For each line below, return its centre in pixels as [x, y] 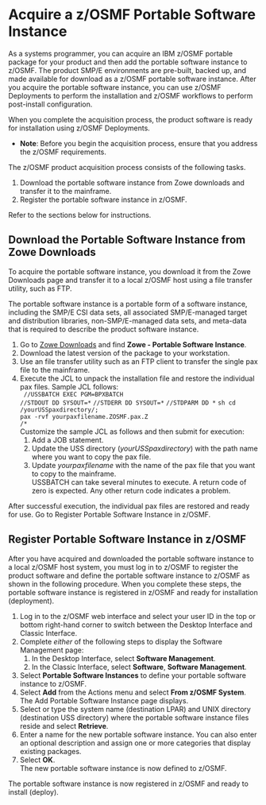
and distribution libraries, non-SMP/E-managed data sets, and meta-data [128, 320]
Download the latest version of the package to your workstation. [125, 353]
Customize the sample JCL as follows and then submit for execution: [132, 432]
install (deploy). [34, 791]
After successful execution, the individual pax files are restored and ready [129, 505]
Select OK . [37, 760]
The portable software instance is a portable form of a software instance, [128, 304]
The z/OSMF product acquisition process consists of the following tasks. [127, 167]
